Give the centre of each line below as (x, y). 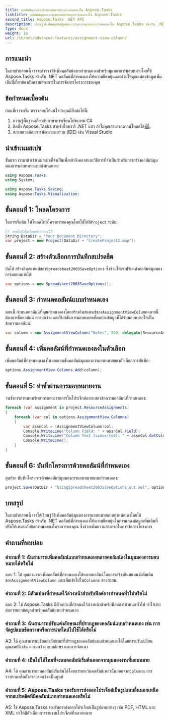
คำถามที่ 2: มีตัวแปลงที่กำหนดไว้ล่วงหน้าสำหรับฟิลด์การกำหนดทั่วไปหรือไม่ (76, 593)
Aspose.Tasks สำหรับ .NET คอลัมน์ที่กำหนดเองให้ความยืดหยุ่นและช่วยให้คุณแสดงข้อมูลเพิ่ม (83, 76)
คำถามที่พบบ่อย (24, 543)
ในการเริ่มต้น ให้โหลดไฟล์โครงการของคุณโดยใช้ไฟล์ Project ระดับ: (61, 222)
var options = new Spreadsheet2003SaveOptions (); (58, 284)
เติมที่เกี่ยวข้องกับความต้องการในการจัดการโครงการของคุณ (53, 82)
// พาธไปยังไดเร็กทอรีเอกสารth (29, 231)
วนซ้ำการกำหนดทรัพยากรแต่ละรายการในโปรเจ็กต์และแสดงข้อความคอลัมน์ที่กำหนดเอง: (76, 398)
